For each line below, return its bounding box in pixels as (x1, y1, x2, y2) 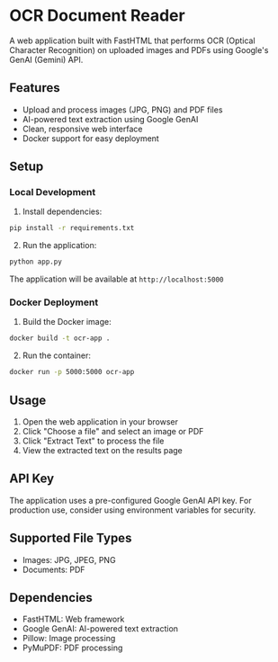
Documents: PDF (22, 564, 85, 575)
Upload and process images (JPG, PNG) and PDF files (22, 104, 223, 115)
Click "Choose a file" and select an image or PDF (22, 426, 204, 437)
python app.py (9, 257, 63, 266)
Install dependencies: (22, 206, 103, 217)
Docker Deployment (9, 296, 99, 309)
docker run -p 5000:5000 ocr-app (9, 368, 135, 377)
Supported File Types (9, 531, 132, 546)
